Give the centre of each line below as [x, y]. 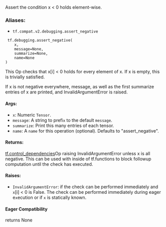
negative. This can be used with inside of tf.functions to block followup [78, 159]
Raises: [13, 176]
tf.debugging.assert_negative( [40, 40]
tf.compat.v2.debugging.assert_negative [55, 32]
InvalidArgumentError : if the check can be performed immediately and [85, 187]
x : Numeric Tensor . [32, 115]
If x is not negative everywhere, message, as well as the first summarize [80, 87]
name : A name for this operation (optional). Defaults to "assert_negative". [86, 131]
